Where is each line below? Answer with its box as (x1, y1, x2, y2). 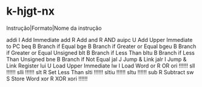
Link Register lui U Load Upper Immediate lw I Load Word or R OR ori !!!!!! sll (6, 62, 195, 69)
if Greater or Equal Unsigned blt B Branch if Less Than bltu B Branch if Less (6, 49, 195, 56)
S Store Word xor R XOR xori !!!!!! (6, 75, 88, 82)
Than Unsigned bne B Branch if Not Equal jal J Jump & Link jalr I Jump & (6, 55, 187, 63)
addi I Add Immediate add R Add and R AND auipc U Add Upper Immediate (6, 36, 193, 43)
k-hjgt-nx (6, 4, 55, 18)
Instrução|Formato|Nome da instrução (6, 24, 102, 32)
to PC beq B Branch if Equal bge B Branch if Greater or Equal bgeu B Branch (6, 43, 197, 50)
